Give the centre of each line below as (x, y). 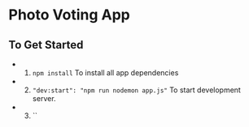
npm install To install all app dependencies (105, 73)
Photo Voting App (69, 15)
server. (44, 98)
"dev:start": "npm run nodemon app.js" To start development (137, 90)
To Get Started (46, 45)
